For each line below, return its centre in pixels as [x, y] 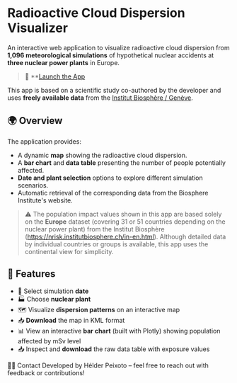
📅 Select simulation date [53, 291]
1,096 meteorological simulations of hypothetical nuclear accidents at [111, 55]
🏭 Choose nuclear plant [54, 299]
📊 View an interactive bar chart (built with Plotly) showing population [119, 331]
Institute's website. [45, 200]
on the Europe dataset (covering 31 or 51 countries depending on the [125, 222]
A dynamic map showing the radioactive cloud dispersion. [102, 155]
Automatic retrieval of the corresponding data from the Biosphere [113, 193]
